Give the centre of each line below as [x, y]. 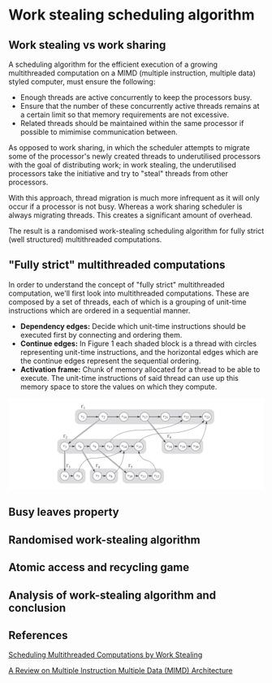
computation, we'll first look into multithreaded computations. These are [129, 293]
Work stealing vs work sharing [87, 45]
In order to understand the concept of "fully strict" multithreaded [117, 284]
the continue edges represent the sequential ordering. [110, 361]
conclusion [37, 608]
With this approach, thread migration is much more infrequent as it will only [134, 198]
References [38, 635]
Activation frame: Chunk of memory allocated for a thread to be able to [140, 369]
